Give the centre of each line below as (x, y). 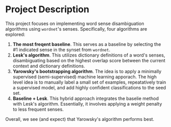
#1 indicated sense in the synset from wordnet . (61, 49)
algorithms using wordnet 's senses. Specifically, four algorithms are (76, 29)
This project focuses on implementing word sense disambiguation (75, 23)
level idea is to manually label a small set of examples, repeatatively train (89, 82)
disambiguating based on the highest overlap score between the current (89, 60)
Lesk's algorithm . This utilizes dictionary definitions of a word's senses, (89, 55)
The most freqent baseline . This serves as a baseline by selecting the (87, 44)
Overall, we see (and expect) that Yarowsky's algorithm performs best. (80, 119)
